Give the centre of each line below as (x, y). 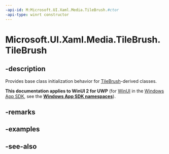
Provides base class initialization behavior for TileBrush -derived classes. (81, 81)
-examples (23, 129)
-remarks (20, 112)
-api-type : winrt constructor (37, 15)
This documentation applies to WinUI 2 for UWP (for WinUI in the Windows (84, 91)
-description (25, 69)
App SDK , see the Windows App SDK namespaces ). (60, 96)
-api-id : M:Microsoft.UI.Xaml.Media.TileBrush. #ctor (62, 10)
